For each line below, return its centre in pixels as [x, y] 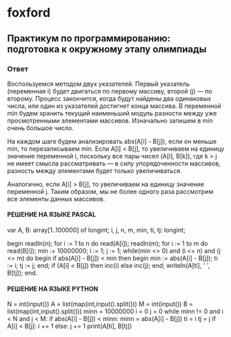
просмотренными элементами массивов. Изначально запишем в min [110, 120]
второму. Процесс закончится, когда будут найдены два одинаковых [109, 98]
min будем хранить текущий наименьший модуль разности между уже [112, 113]
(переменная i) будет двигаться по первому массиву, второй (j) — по [110, 91]
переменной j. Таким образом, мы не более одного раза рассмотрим [110, 191]
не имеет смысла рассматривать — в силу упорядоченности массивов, [114, 163]
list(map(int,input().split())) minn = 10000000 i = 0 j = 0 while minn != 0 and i [115, 311]
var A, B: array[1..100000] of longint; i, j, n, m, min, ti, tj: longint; [97, 230]
